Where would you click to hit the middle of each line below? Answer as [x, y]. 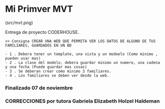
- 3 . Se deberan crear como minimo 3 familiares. [58, 71]
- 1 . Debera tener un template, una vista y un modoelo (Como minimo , [82, 54]
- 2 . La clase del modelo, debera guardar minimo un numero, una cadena [83, 62]
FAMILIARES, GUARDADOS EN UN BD [38, 45]
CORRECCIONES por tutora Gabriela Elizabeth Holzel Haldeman [82, 101]
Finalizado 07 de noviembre [39, 88]
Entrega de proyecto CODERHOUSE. [42, 32]
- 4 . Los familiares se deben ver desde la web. [57, 75]
